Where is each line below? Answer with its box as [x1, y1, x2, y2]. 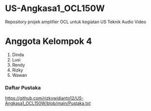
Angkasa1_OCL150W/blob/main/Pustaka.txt [5, 100, 91, 106]
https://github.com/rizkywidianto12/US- [5, 95, 84, 101]
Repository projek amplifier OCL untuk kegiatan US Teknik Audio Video [5, 19, 147, 25]
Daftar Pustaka [5, 84, 41, 91]
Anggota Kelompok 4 [5, 36, 92, 47]
